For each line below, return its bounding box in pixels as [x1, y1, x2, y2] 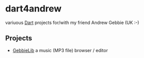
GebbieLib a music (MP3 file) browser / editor [12, 47, 108, 53]
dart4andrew [5, 3, 62, 14]
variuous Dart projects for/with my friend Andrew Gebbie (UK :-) [5, 19, 139, 25]
